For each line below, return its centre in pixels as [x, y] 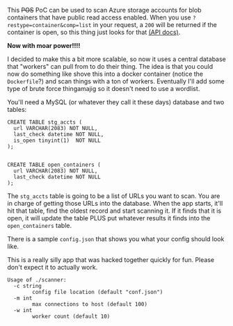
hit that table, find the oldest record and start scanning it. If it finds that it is [114, 211]
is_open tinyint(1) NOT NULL [57, 140]
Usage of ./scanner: [37, 280]
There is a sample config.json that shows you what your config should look [116, 239]
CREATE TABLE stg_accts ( [45, 122]
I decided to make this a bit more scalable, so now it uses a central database [116, 59]
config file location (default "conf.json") [98, 292]
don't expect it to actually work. [53, 267]
